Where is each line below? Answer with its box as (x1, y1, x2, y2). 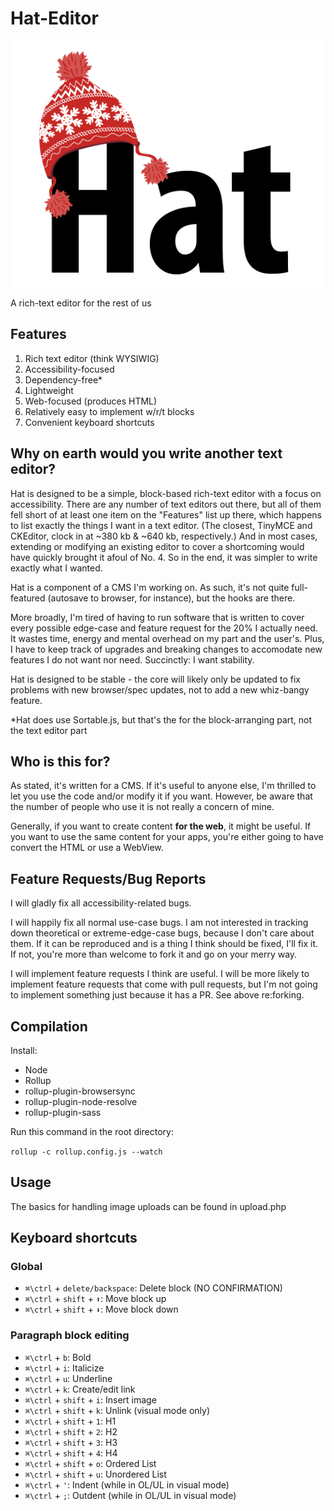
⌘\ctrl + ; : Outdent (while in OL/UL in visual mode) (24, 1489, 237, 1501)
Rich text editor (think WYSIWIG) (24, 352, 160, 364)
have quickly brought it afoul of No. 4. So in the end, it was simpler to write (10, 551, 318, 563)
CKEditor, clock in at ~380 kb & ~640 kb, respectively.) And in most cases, (10, 530, 318, 542)
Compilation (10, 1018, 88, 1035)
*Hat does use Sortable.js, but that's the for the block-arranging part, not (10, 713, 313, 726)
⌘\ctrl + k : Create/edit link (24, 1383, 136, 1395)
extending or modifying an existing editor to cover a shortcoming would (10, 540, 305, 552)
